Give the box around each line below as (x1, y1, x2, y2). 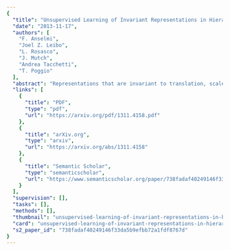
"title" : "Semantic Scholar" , (24, 162, 111, 170)
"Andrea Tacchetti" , (19, 61, 78, 68)
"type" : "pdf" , (24, 105, 69, 112)
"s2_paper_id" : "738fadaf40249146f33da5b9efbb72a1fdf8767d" (12, 227, 188, 234)
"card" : (12, 220, 35, 227)
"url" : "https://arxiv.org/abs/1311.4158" (24, 144, 148, 151)
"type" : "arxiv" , (24, 138, 75, 145)
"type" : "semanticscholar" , (24, 169, 106, 176)
